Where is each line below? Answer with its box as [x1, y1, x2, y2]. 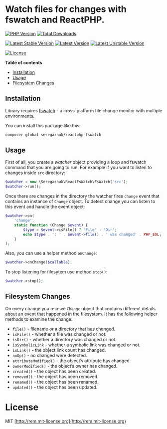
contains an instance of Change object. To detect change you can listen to [5, 199, 156, 205]
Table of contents [5, 59, 42, 65]
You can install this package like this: [5, 122, 81, 128]
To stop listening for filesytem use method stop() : [5, 269, 108, 275]
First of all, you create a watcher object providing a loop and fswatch [5, 159, 147, 165]
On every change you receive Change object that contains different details [5, 305, 156, 311]
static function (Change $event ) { [14, 222, 88, 227]
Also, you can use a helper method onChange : [5, 250, 97, 256]
